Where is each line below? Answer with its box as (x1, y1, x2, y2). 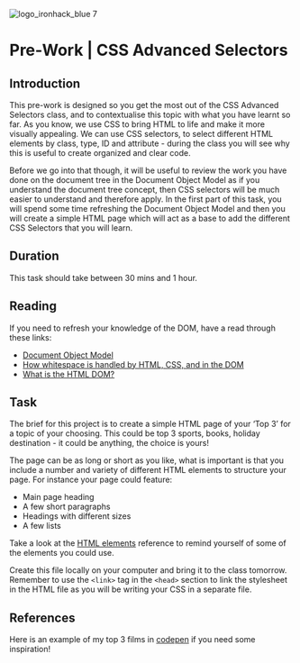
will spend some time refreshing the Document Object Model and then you (9, 204, 286, 213)
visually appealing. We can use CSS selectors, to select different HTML (9, 129, 273, 139)
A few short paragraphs (22, 501, 111, 513)
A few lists (22, 521, 61, 531)
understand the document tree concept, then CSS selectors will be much (9, 185, 280, 195)
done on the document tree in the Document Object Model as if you (9, 175, 260, 185)
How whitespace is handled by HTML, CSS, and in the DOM (22, 359, 245, 369)
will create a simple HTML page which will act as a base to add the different (9, 213, 290, 223)
